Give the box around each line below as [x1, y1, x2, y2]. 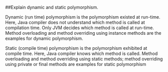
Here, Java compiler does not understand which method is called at [5, 20, 145, 25]
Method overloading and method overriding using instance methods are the [5, 30, 161, 36]
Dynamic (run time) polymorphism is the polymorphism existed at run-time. [5, 14, 160, 20]
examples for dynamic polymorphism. [5, 35, 84, 41]
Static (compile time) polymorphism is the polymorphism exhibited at [5, 45, 147, 51]
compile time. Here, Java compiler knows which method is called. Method [5, 50, 158, 56]
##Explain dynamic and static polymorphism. [5, 5, 99, 10]
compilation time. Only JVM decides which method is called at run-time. [5, 25, 154, 31]
